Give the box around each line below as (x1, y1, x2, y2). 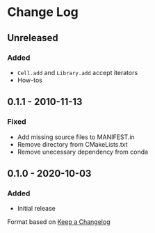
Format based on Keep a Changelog (7, 218, 111, 226)
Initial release (17, 204, 56, 213)
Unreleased (7, 32, 59, 44)
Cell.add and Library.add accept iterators (17, 68, 138, 77)
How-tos (17, 76, 43, 84)
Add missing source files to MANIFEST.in (17, 133, 136, 141)
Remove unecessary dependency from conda (17, 147, 148, 156)
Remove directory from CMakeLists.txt (17, 140, 128, 148)
